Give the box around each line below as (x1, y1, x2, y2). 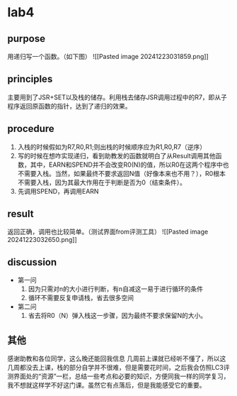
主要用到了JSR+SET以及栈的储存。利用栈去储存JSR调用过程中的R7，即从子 (7, 93, 228, 101)
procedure (7, 123, 54, 135)
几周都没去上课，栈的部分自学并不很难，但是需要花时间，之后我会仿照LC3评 (7, 363, 230, 372)
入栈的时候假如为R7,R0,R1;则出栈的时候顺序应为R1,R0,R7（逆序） (17, 143, 207, 151)
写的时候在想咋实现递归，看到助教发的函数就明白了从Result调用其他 (17, 151, 216, 160)
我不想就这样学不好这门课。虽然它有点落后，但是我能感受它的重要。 (7, 381, 206, 390)
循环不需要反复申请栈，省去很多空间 (28, 294, 134, 302)
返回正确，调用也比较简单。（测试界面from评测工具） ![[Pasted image (7, 228, 209, 236)
